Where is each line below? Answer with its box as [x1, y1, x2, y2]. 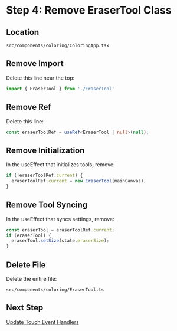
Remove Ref [6, 102, 51, 112]
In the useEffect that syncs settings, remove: [6, 215, 115, 222]
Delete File [6, 260, 46, 270]
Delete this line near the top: [6, 74, 75, 81]
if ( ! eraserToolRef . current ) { [6, 172, 83, 179]
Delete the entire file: [6, 275, 57, 282]
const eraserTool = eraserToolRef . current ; [6, 227, 115, 233]
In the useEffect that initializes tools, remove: [6, 161, 115, 168]
